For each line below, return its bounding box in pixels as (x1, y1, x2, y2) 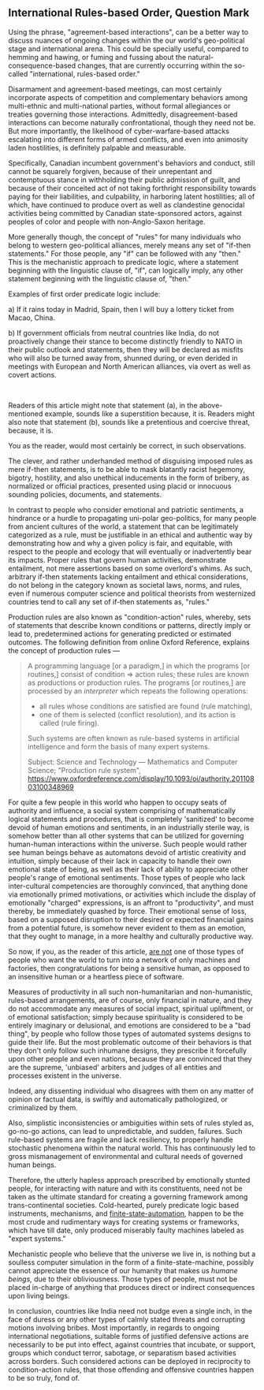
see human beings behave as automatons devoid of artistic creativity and (8, 847, 247, 857)
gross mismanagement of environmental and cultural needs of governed (8, 1151, 244, 1161)
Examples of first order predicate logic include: (8, 289, 161, 299)
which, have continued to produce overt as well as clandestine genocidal (8, 200, 245, 210)
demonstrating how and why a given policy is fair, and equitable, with (8, 538, 232, 548)
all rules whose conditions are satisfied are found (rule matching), (39, 701, 253, 711)
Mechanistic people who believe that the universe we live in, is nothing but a (8, 1249, 256, 1258)
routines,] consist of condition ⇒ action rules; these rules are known (27, 669, 250, 678)
